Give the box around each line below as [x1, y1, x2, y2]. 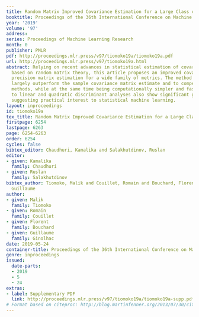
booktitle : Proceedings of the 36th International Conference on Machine [6, 14, 192, 20]
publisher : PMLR [6, 48, 46, 54]
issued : [6, 258, 25, 263]
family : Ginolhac [11, 236, 54, 241]
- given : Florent [6, 219, 49, 225]
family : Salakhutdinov [11, 175, 68, 181]
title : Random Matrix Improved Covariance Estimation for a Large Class [6, 8, 190, 15]
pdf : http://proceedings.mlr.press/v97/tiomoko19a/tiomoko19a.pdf [6, 53, 174, 59]
